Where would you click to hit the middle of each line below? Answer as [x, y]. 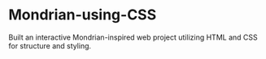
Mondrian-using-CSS [83, 15]
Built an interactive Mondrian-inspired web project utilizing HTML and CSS [133, 37]
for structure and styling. [50, 45]
